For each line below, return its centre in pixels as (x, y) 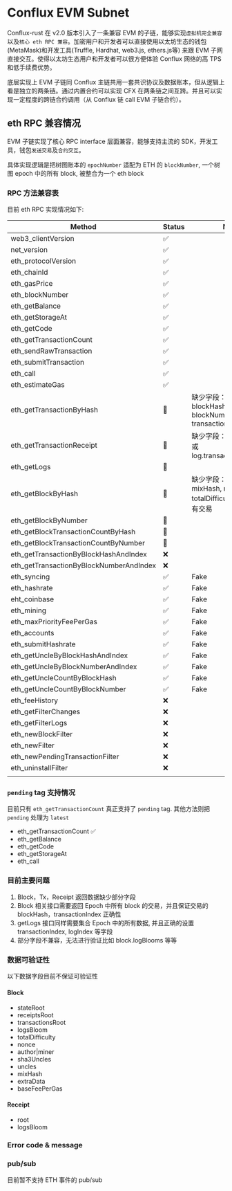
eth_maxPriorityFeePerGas (54, 622)
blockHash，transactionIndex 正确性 (69, 914)
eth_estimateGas (38, 385)
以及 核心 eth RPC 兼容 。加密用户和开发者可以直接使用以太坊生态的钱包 (107, 41)
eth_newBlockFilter (42, 734)
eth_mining (29, 610)
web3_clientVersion (42, 239)
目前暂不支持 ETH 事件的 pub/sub (55, 1180)
